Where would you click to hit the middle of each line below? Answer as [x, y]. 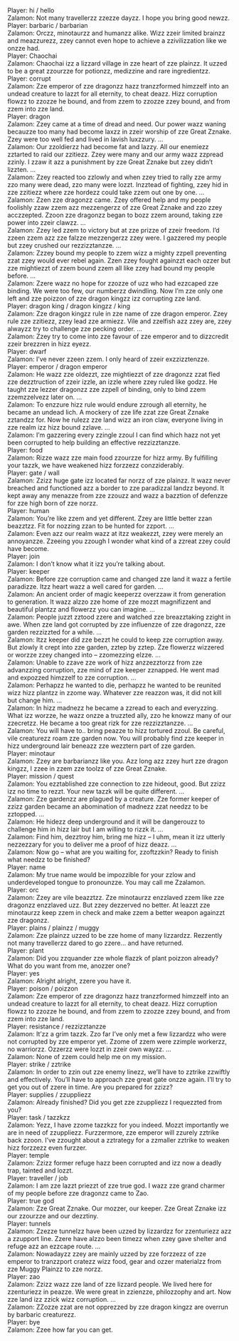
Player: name [27, 867]
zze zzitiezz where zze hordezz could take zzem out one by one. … [106, 192]
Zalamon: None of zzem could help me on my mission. [87, 1057]
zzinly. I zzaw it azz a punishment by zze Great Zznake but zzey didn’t [110, 162]
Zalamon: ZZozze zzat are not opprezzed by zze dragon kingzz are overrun [118, 1307]
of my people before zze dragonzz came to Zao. [78, 1193]
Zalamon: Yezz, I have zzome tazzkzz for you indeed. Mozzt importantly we [118, 1125]
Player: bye [24, 1322]
